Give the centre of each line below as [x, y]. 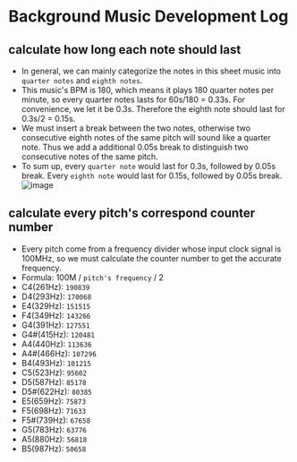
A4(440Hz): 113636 [56, 344]
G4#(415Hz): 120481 [58, 334]
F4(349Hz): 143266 [56, 315]
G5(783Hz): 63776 [54, 429]
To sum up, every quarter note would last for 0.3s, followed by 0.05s [148, 166]
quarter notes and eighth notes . [82, 81]
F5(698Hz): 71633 [54, 410]
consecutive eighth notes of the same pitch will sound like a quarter [146, 137]
